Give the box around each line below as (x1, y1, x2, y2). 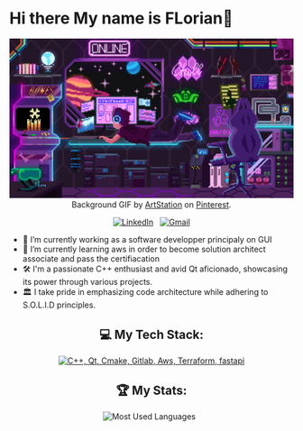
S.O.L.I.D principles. (22, 299, 96, 310)
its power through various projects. (22, 277, 153, 288)
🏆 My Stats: (115, 382, 188, 398)
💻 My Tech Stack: (98, 326, 205, 342)
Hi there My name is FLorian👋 (9, 8, 234, 29)
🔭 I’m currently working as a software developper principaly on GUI (22, 234, 272, 245)
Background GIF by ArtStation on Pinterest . (71, 199, 232, 210)
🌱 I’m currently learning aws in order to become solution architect (22, 243, 266, 255)
